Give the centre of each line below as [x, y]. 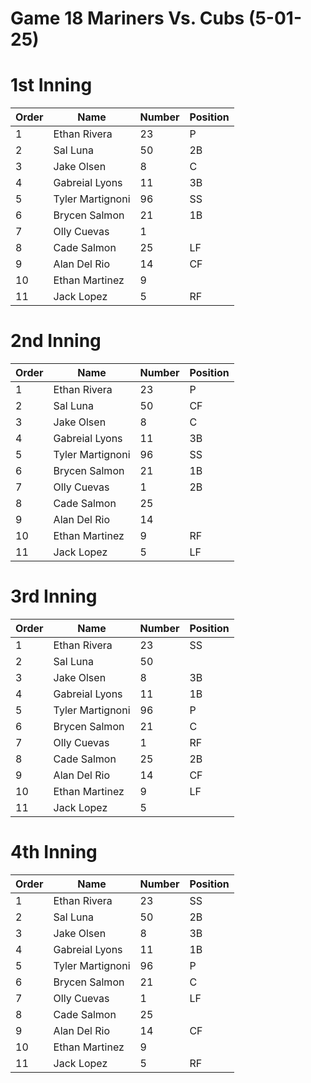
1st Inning [51, 85]
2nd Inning [56, 341]
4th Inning [54, 852]
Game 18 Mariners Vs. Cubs [127, 18]
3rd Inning [54, 596]
